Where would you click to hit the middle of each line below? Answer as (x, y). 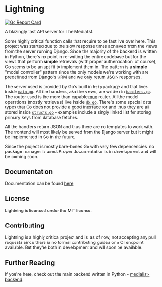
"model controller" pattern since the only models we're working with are (77, 72)
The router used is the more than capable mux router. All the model (72, 97)
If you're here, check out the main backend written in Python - (67, 274)
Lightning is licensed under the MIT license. (48, 210)
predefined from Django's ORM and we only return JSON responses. (73, 77)
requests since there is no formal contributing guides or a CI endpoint (74, 242)
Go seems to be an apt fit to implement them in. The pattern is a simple (76, 67)
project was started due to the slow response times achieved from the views (81, 46)
